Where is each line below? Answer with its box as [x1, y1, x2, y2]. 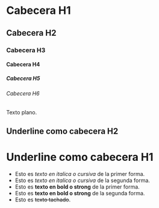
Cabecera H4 [6, 61, 40, 68]
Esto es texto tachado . [14, 196, 71, 203]
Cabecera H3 [6, 46, 46, 54]
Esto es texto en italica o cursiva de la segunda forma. [14, 177, 151, 184]
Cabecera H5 [6, 74, 40, 82]
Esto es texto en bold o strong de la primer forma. [14, 183, 140, 190]
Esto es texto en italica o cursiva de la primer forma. [14, 171, 145, 177]
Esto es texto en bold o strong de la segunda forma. [14, 190, 145, 197]
